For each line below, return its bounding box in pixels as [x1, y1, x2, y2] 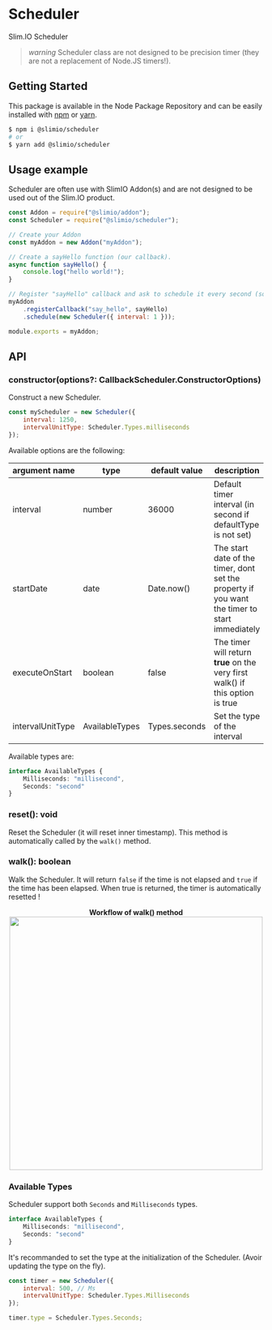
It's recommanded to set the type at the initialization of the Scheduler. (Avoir [8, 1252, 263, 1262]
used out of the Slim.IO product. [8, 193, 115, 203]
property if [213, 583, 254, 594]
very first [213, 666, 249, 678]
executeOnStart [12, 666, 73, 678]
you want [213, 592, 249, 604]
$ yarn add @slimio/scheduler [8, 140, 111, 148]
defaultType [213, 519, 260, 530]
